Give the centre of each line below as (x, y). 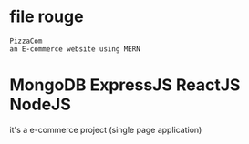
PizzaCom (26, 41)
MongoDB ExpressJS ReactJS (125, 85)
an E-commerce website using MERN (75, 49)
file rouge (47, 17)
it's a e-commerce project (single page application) (106, 129)
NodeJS (40, 104)
